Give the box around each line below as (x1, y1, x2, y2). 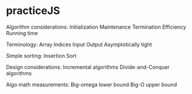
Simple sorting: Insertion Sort (6, 52, 77, 59)
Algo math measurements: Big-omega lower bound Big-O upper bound (6, 81, 177, 88)
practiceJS (6, 4, 60, 18)
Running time (6, 29, 38, 36)
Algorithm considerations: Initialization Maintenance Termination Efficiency (6, 23, 186, 30)
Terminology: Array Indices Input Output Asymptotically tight (6, 41, 152, 48)
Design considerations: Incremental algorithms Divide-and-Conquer (6, 63, 170, 71)
